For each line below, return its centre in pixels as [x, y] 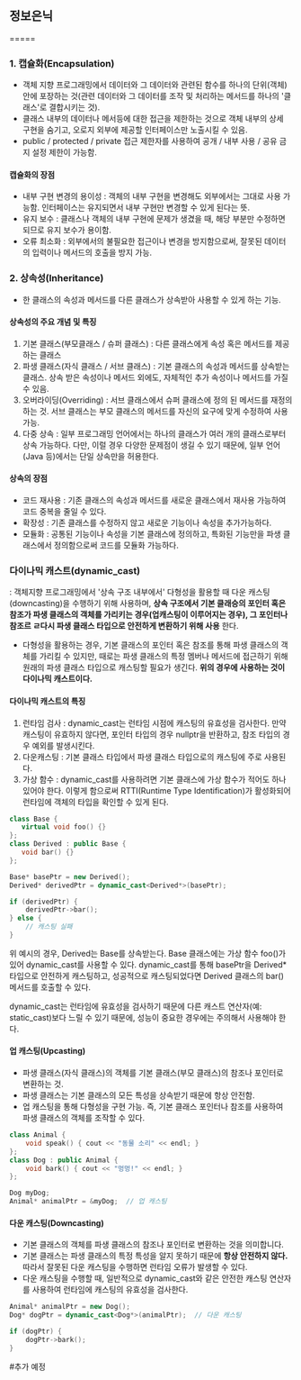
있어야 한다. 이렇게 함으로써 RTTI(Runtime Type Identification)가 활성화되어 [156, 790]
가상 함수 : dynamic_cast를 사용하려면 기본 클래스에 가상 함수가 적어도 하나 [154, 779]
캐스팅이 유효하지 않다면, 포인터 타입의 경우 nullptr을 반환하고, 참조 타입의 [151, 734]
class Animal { [38, 1135]
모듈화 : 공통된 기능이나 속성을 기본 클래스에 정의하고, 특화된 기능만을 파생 [151, 534]
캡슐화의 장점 [32, 175]
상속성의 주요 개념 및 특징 [53, 322]
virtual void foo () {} [63, 827]
